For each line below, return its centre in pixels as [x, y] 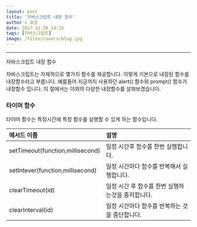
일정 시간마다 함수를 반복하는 [143, 206]
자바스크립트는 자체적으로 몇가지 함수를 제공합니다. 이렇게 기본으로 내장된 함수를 [98, 74]
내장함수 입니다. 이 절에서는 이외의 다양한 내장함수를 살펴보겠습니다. [84, 89]
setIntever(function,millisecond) [53, 171]
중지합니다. [138, 195]
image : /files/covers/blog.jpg [44, 39]
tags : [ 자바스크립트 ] [29, 33]
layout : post [22, 11]
